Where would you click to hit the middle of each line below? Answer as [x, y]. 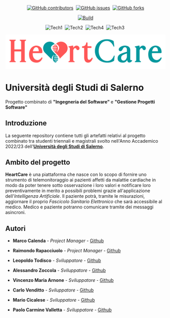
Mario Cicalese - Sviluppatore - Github [54, 300]
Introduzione [26, 123]
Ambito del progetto [38, 162]
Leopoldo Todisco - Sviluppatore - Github [57, 260]
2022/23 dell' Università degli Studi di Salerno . [55, 146]
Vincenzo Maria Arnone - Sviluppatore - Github [63, 280]
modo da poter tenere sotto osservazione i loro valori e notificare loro [78, 185]
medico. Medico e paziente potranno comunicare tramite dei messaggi [79, 207]
